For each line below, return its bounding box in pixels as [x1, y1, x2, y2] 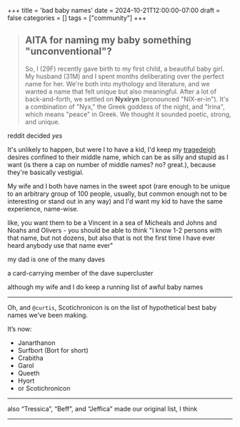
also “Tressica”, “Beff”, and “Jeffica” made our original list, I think [7, 404, 198, 413]
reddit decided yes [7, 131, 63, 140]
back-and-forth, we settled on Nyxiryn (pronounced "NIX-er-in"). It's [24, 94, 229, 103]
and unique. [24, 117, 61, 126]
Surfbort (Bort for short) [17, 346, 89, 354]
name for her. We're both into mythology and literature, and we [24, 79, 210, 88]
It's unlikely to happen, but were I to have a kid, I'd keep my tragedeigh [7, 145, 216, 154]
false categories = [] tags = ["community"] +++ [7, 14, 146, 22]
